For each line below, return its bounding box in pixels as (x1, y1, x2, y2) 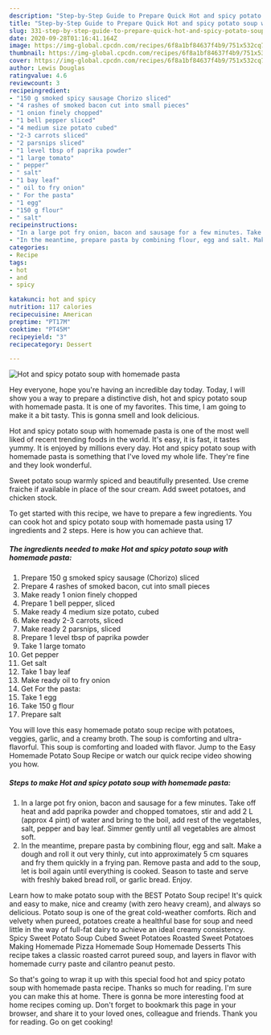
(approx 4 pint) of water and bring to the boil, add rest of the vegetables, (20, 815, 262, 825)
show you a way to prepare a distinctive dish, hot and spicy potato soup (9, 393, 248, 403)
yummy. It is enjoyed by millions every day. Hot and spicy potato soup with (9, 443, 257, 453)
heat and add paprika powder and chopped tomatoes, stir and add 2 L (20, 807, 253, 816)
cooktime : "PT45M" (9, 325, 71, 334)
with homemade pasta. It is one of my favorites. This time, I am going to (9, 402, 246, 412)
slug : (9, 27, 27, 35)
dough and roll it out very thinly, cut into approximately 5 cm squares (20, 849, 248, 859)
